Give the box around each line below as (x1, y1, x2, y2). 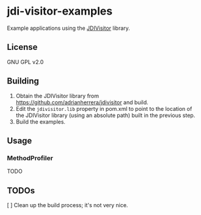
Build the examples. (15, 118, 66, 125)
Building (7, 76, 39, 86)
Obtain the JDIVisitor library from (15, 92, 100, 99)
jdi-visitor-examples (7, 4, 112, 18)
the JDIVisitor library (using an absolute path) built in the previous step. (15, 111, 196, 119)
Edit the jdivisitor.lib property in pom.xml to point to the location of (15, 105, 192, 112)
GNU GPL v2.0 (7, 58, 44, 65)
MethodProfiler (7, 153, 54, 162)
